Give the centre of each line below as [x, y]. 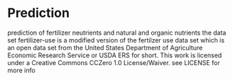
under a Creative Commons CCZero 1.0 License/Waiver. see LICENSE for [114, 62]
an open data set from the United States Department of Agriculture [105, 47]
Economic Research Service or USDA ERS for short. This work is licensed [115, 55]
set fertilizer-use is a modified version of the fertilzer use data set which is [116, 40]
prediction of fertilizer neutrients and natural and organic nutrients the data [117, 33]
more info [21, 70]
